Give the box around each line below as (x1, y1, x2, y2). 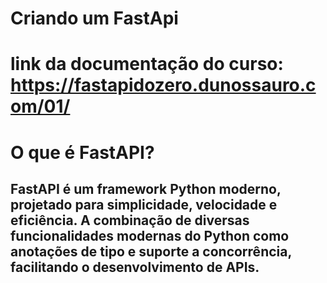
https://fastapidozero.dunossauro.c (10, 74, 317, 97)
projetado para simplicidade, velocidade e (10, 196, 278, 213)
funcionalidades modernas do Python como (10, 227, 290, 244)
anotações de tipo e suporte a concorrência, (10, 243, 292, 260)
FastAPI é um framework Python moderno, (10, 180, 282, 197)
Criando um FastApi (10, 7, 179, 30)
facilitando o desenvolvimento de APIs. (10, 258, 260, 276)
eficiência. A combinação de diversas (10, 212, 250, 229)
